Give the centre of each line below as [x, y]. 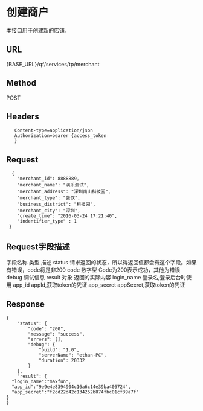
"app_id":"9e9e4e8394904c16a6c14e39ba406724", [71, 387]
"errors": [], [46, 339]
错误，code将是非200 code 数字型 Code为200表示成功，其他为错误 [95, 270]
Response [26, 304]
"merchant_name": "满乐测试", [53, 185]
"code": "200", [47, 329]
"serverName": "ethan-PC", [72, 355]
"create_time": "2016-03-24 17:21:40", [67, 216]
